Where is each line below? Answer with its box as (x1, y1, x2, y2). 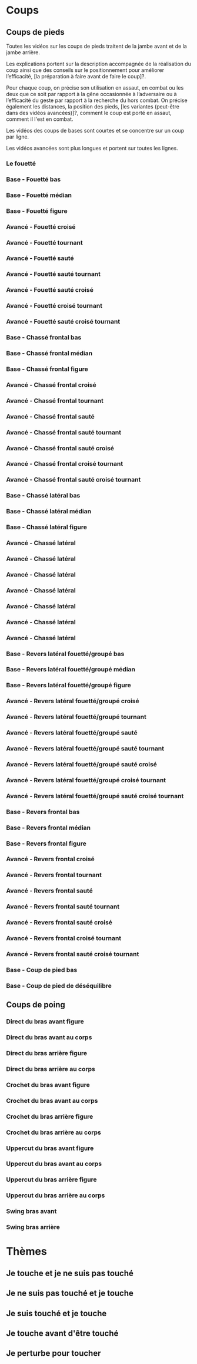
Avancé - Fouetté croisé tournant (6, 302, 103, 310)
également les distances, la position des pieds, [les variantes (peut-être (6, 103, 179, 110)
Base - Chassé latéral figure (6, 523, 87, 531)
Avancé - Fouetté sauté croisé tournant (6, 318, 121, 326)
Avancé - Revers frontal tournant (6, 871, 102, 879)
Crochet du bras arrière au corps (6, 1128, 102, 1136)
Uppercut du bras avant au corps (6, 1159, 102, 1168)
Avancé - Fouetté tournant (6, 238, 84, 246)
